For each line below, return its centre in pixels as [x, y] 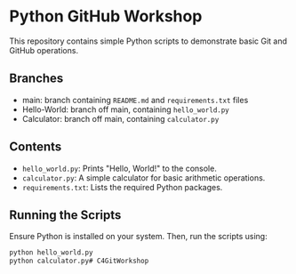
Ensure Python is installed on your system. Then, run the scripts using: [139, 237]
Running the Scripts [65, 215]
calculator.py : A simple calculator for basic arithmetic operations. [144, 177]
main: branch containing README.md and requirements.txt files [135, 100]
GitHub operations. [44, 50]
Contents [36, 147]
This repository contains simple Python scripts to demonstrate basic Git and [148, 41]
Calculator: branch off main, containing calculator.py [120, 118]
